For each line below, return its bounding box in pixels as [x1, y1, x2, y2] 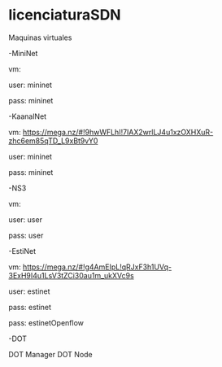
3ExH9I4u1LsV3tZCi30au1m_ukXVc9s [8, 270, 134, 280]
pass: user [8, 230, 44, 240]
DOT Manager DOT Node [8, 349, 94, 359]
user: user [8, 214, 43, 225]
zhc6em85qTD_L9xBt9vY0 [8, 136, 98, 146]
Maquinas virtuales [8, 33, 72, 42]
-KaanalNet [8, 111, 47, 121]
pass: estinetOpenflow [8, 317, 84, 327]
